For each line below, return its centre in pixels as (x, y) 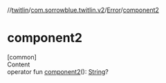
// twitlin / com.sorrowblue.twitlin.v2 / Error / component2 (83, 10)
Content (19, 64)
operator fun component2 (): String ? (58, 71)
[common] (22, 57)
